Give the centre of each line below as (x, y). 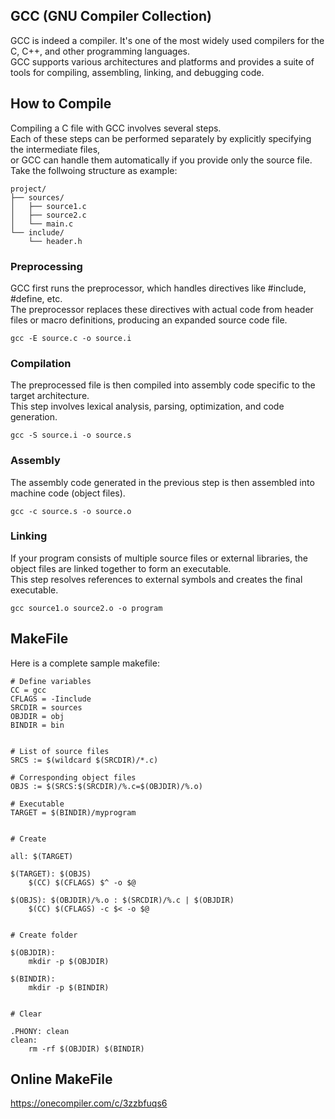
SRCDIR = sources (46, 707)
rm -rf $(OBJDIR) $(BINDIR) (86, 1049)
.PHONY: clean (40, 1031)
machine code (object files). (68, 493)
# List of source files (60, 751)
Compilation (41, 363)
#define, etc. (36, 298)
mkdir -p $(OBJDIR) (69, 961)
